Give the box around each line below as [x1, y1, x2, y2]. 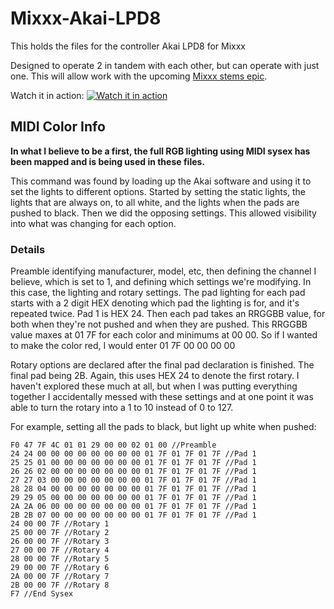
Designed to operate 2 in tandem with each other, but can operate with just [10, 59, 320, 71]
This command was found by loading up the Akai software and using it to [10, 175, 312, 187]
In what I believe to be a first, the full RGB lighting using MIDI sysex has [10, 145, 311, 157]
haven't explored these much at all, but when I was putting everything [10, 380, 298, 392]
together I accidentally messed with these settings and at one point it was [10, 391, 314, 403]
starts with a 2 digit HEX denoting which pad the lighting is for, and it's [10, 297, 300, 309]
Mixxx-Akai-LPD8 [10, 7, 162, 30]
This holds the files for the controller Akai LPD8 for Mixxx [10, 40, 246, 52]
